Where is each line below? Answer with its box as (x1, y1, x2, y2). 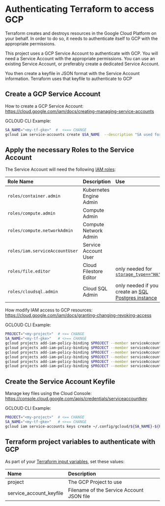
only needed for (115, 266, 152, 272)
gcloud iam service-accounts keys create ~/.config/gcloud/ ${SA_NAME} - (5, 424, 155, 429)
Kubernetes (82, 187, 110, 194)
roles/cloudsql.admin (7, 289, 58, 295)
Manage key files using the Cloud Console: (5, 390, 92, 396)
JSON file (68, 493, 90, 500)
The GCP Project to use (68, 478, 122, 485)
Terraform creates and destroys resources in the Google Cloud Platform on (5, 30, 157, 36)
